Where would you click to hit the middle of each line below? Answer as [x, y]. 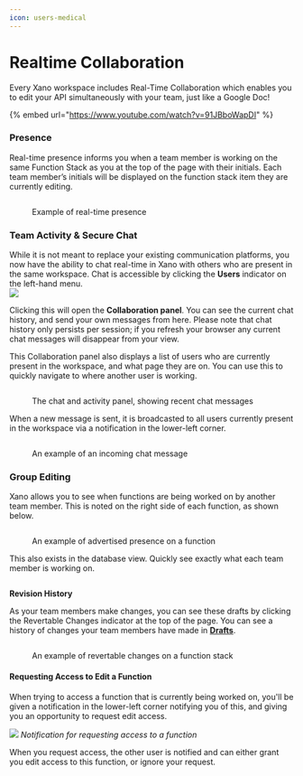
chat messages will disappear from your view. [95, 339]
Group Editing [40, 477]
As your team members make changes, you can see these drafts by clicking [150, 612]
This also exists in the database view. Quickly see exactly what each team [147, 559]
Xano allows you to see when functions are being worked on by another [142, 497]
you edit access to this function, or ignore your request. [113, 762]
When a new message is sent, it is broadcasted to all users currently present [151, 419]
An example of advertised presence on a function [124, 541]
